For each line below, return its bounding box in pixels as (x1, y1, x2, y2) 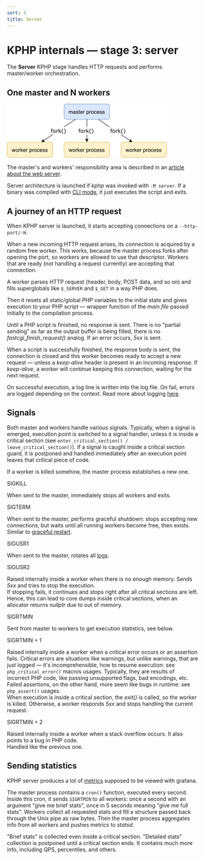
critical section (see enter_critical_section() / (7, 437, 129, 444)
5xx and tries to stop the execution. (7, 581, 95, 589)
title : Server (7, 16, 43, 23)
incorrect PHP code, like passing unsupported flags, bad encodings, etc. (7, 674, 189, 681)
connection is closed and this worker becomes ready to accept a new (7, 352, 182, 360)
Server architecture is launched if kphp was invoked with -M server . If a (7, 182, 186, 189)
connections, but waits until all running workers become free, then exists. (7, 521, 191, 529)
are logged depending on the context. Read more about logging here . (7, 390, 180, 398)
